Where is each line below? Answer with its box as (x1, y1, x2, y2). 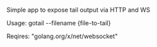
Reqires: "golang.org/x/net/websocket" (6, 32, 118, 40)
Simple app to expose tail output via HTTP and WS (6, 6, 151, 14)
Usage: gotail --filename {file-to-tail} (6, 19, 111, 27)
